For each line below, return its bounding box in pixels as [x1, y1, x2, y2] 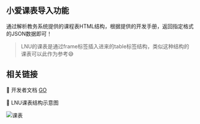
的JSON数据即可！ [6, 30, 53, 37]
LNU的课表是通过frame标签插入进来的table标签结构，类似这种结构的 [20, 42, 190, 49]
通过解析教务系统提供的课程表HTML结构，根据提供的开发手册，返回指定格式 [6, 23, 194, 30]
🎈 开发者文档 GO [6, 86, 47, 94]
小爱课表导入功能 [6, 5, 69, 16]
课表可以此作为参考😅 [20, 50, 74, 57]
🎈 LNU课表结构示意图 [6, 99, 59, 106]
